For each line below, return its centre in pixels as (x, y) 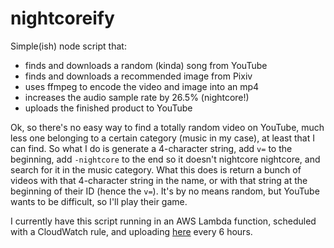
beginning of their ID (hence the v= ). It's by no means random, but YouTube (165, 191)
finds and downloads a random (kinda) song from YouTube (146, 65)
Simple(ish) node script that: (68, 46)
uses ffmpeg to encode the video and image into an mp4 (142, 86)
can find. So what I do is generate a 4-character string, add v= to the (151, 148)
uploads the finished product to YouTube (108, 108)
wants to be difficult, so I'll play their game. (99, 201)
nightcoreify (62, 18)
